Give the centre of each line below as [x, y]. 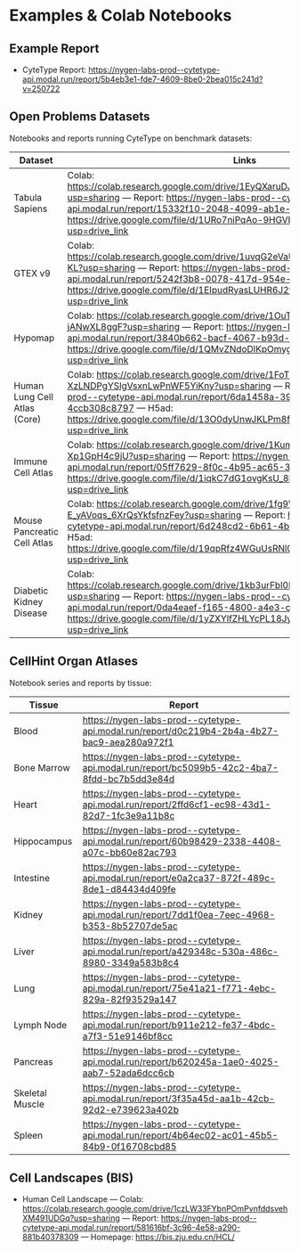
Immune [31, 462]
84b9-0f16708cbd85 [129, 1146]
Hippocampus [43, 841]
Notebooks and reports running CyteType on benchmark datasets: [131, 138]
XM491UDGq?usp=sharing [71, 1218]
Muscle [29, 1104]
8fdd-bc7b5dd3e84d [129, 779]
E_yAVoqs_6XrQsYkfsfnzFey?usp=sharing [154, 515]
